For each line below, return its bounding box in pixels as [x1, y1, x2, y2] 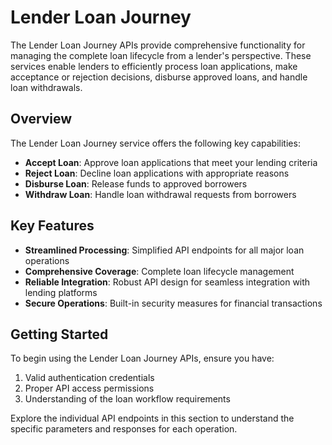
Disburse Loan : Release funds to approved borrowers [24, 177, 248, 190]
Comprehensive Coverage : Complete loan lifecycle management [24, 265, 295, 277]
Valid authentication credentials [24, 372, 155, 384]
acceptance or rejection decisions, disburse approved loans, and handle [10, 71, 308, 83]
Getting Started [10, 326, 109, 343]
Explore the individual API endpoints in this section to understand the [10, 412, 295, 425]
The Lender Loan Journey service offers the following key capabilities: [10, 137, 301, 149]
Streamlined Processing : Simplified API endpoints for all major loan [24, 244, 305, 256]
